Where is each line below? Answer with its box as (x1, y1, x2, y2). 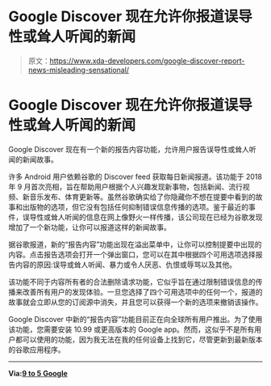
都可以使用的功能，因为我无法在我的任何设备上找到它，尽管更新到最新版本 (15, 334, 263, 344)
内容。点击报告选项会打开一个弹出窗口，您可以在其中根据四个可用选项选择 (8, 249, 256, 259)
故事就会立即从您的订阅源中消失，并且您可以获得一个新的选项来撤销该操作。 (8, 297, 263, 307)
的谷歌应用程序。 (8, 345, 65, 354)
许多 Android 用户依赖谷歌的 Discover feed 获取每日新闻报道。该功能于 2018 (8, 172, 262, 181)
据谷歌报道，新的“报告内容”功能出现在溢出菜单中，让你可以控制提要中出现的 (8, 240, 262, 249)
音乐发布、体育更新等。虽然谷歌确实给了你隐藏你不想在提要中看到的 (29, 192, 256, 201)
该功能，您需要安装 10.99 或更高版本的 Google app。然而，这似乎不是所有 (8, 324, 255, 334)
